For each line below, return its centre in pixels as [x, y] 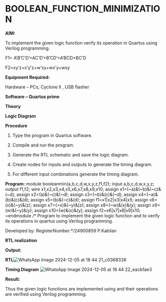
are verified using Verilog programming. [46, 294]
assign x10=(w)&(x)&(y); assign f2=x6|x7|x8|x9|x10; [87, 210]
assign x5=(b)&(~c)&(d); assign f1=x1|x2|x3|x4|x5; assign [89, 199]
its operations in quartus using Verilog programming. [59, 221]
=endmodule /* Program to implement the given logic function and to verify [83, 215]
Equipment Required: [27, 77]
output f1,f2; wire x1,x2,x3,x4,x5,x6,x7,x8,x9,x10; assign [62, 189]
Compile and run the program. [43, 145]
